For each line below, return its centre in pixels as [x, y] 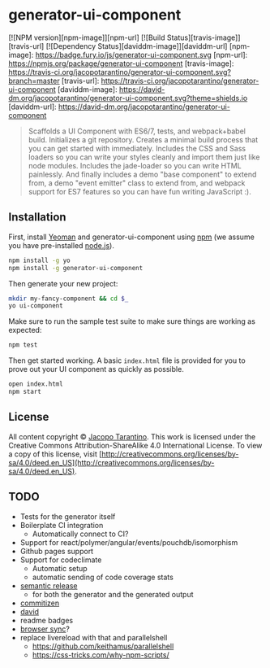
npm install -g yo [39, 260]
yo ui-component [36, 306]
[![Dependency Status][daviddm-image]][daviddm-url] [137, 46]
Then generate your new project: [63, 283]
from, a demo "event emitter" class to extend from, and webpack [137, 183]
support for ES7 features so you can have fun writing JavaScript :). [139, 191]
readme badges [47, 620]
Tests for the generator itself [68, 516]
